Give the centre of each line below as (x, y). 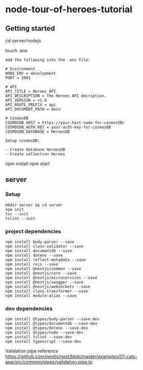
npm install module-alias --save (41, 296)
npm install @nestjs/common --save (43, 269)
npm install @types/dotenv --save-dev (47, 328)
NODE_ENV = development (31, 73)
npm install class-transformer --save (47, 291)
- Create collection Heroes (35, 154)
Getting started (30, 28)
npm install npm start (28, 163)
